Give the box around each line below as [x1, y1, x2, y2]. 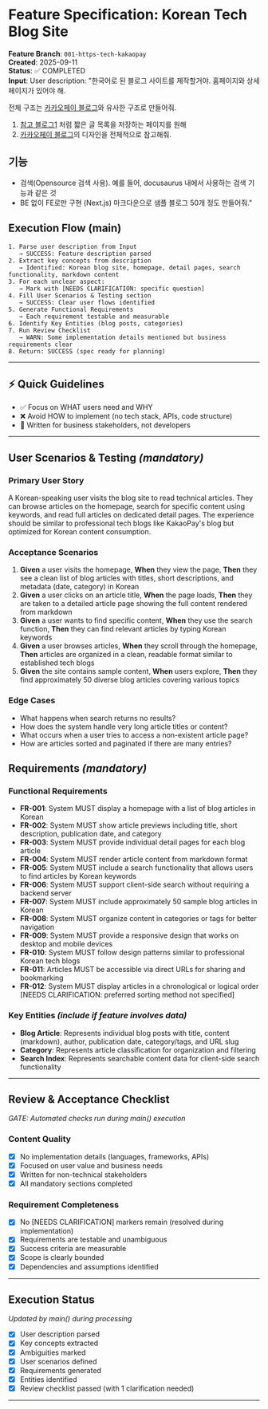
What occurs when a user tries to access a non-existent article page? [19, 730, 249, 739]
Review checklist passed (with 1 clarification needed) [19, 1383, 195, 1393]
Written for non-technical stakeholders [19, 1170, 148, 1179]
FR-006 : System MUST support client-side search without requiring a [19, 880, 250, 890]
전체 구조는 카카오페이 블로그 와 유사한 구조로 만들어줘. [8, 102, 177, 112]
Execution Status [8, 1293, 96, 1306]
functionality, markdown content [8, 270, 120, 278]
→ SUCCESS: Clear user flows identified [18, 298, 156, 306]
